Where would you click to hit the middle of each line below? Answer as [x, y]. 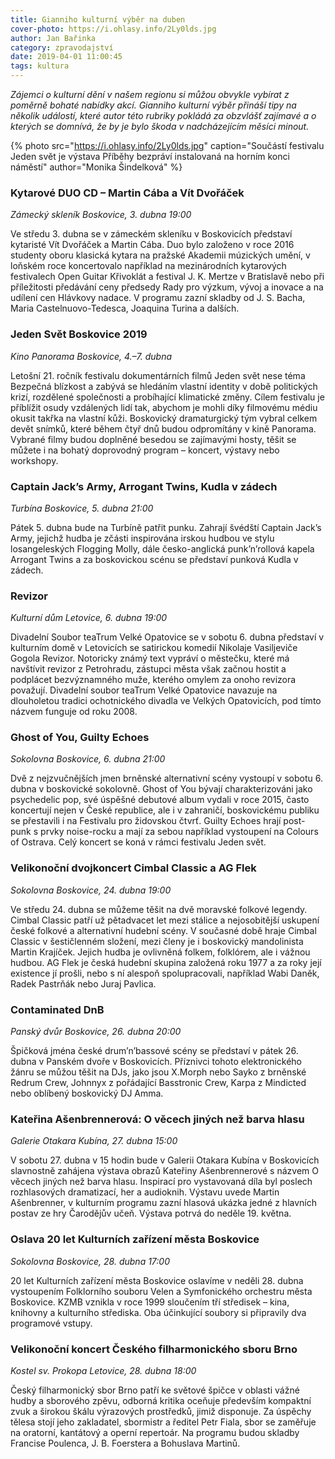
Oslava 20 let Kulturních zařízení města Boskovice [135, 1239]
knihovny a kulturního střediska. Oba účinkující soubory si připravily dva [158, 1312]
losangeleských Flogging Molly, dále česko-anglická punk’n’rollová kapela [162, 548]
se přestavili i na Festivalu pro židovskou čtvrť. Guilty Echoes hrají [146, 821]
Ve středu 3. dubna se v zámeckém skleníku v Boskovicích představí [151, 234]
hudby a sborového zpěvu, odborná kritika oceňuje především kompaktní [161, 1400]
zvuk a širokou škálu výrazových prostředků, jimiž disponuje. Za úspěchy [161, 1411]
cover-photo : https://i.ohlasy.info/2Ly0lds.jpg [113, 29]
